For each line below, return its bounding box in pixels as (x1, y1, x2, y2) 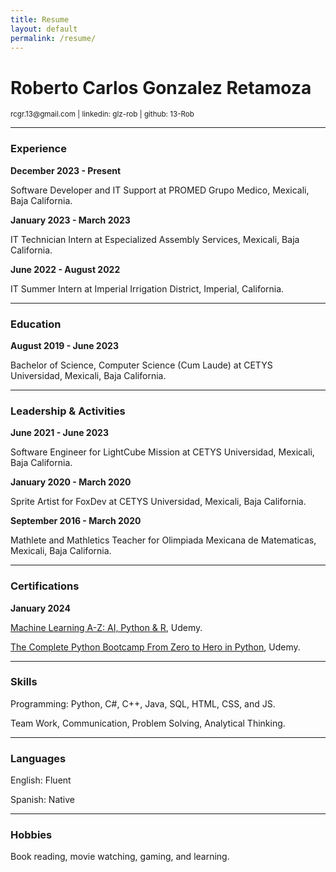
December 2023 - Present (10, 164, 122, 176)
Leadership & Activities (10, 404, 126, 418)
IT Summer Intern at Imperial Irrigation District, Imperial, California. (10, 282, 285, 295)
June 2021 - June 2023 (10, 427, 109, 439)
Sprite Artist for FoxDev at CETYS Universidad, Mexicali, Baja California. (10, 496, 307, 508)
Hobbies (10, 828, 53, 842)
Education (10, 317, 62, 331)
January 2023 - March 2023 (10, 214, 131, 226)
